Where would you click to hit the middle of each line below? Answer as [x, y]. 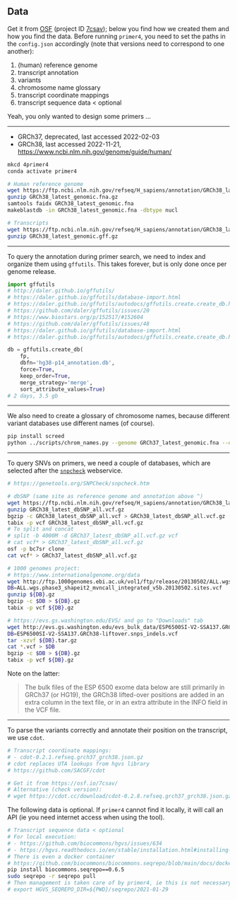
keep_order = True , [45, 376]
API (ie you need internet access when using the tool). [86, 817]
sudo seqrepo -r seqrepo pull [52, 877]
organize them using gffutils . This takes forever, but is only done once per [117, 264]
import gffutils [31, 284]
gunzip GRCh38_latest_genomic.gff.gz [63, 236]
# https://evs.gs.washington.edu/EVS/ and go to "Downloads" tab [105, 621]
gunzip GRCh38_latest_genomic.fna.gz [63, 197]
